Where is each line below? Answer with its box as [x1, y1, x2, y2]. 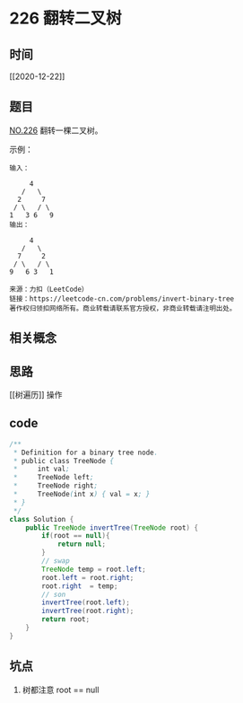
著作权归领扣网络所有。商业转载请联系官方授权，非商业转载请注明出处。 [9, 303, 237, 312]
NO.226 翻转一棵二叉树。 [9, 125, 103, 136]
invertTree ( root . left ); [41, 598, 130, 607]
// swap [41, 557, 70, 566]
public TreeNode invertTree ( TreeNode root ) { [25, 523, 199, 532]
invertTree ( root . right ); [41, 607, 135, 616]
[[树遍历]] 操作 [9, 390, 63, 400]
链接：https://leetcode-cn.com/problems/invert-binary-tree [9, 294, 235, 303]
